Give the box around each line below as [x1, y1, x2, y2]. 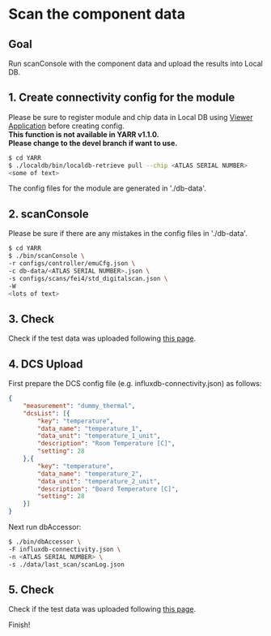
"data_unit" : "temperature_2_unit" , [37, 477, 161, 485]
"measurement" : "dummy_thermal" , [23, 402, 136, 410]
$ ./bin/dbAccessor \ [8, 538, 82, 546]
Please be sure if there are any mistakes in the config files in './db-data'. [8, 229, 248, 238]
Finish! [8, 620, 31, 630]
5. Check [8, 582, 54, 596]
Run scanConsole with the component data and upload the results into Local [8, 58, 263, 68]
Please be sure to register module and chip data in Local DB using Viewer [8, 112, 253, 122]
